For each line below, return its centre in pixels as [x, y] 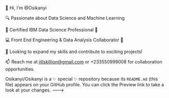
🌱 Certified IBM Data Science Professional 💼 [52, 30]
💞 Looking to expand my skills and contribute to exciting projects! [74, 52]
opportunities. [20, 69]
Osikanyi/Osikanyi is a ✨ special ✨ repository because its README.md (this [82, 79]
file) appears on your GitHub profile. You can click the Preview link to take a [85, 85]
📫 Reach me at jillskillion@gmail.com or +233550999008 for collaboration [84, 62]
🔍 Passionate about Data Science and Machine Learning [65, 18]
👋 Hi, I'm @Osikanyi [26, 8]
